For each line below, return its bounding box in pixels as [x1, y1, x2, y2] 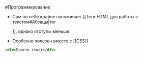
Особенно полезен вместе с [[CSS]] [12, 38, 88, 44]
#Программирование [5, 4, 51, 10]
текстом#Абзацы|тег [12, 19, 56, 25]
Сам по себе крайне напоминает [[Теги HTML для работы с [12, 14, 139, 19]
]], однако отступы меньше [12, 28, 70, 34]
